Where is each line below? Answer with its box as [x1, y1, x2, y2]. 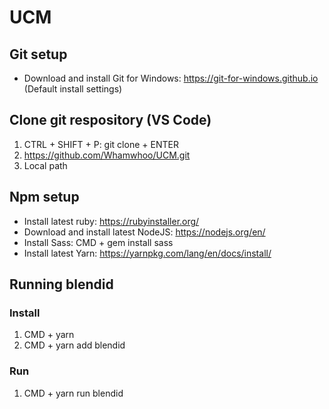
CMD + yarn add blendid [23, 339, 126, 351]
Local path [23, 159, 68, 171]
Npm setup [9, 189, 80, 206]
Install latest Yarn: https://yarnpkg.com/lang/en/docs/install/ [23, 247, 272, 259]
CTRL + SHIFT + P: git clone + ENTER [23, 138, 179, 150]
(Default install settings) [23, 83, 123, 95]
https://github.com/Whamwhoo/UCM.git [23, 149, 191, 161]
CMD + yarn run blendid [23, 387, 124, 399]
